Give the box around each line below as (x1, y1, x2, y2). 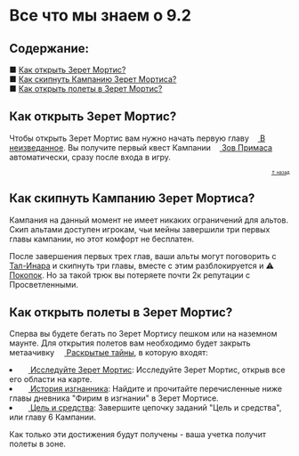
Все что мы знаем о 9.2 (9, 5, 191, 26)
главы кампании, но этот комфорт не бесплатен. (9, 233, 194, 244)
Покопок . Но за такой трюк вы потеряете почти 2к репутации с (9, 269, 251, 281)
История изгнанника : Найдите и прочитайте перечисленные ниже (29, 384, 283, 395)
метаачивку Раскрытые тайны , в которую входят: (9, 347, 208, 358)
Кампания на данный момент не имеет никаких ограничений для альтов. (9, 215, 289, 225)
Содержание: (9, 41, 90, 56)
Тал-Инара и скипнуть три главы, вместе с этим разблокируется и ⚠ (9, 260, 274, 271)
